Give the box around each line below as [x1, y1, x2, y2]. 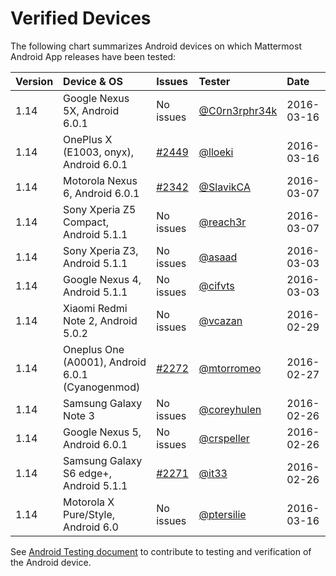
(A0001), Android [63, 355, 147, 369]
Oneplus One [63, 342, 125, 356]
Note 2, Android [63, 313, 138, 327]
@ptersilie [198, 507, 247, 521]
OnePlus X [63, 132, 113, 146]
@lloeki [198, 145, 234, 159]
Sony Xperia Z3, [63, 243, 139, 257]
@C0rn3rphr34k [198, 103, 278, 117]
